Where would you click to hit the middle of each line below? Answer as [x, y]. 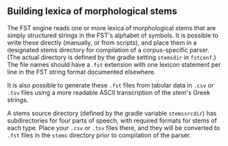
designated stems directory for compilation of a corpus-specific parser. [108, 50]
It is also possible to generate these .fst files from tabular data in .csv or [111, 85]
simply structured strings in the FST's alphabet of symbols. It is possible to [113, 35]
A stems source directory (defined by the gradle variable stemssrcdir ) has [112, 113]
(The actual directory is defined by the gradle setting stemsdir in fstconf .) [112, 57]
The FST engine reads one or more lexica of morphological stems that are [112, 28]
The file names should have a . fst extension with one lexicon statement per [114, 64]
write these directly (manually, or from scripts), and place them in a [102, 42]
